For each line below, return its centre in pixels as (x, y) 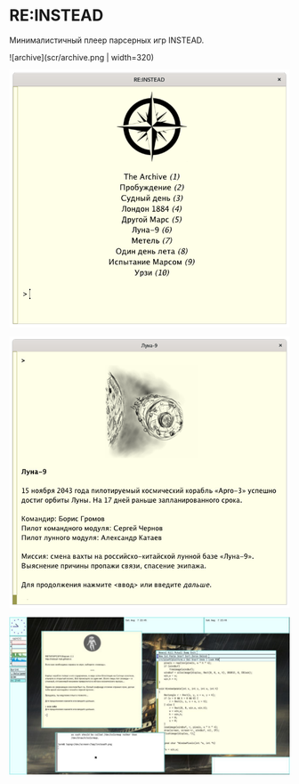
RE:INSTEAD (57, 16)
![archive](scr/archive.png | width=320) (81, 57)
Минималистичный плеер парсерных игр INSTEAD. (107, 40)
